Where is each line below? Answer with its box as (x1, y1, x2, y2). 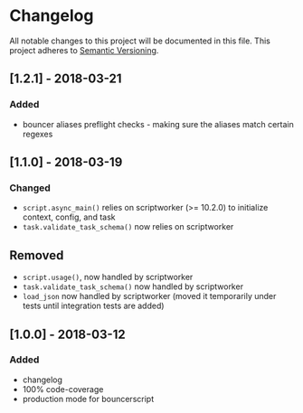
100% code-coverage (22, 383, 104, 394)
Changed (9, 182, 52, 194)
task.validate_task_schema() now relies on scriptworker (22, 221, 234, 232)
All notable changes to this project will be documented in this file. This (9, 35, 271, 46)
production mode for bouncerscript (22, 393, 155, 404)
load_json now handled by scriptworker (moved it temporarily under (22, 291, 277, 302)
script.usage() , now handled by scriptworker (22, 272, 194, 283)
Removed (9, 248, 64, 263)
